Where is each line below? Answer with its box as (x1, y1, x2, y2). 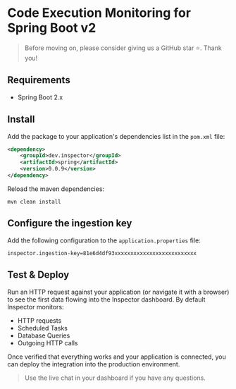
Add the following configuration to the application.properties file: (7, 236, 201, 245)
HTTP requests (17, 316, 62, 325)
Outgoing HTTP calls (17, 338, 78, 347)
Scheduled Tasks (17, 323, 68, 332)
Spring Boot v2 (7, 20, 97, 36)
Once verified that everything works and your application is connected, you (7, 352, 227, 361)
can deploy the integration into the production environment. (7, 359, 180, 368)
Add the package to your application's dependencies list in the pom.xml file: (7, 132, 225, 140)
